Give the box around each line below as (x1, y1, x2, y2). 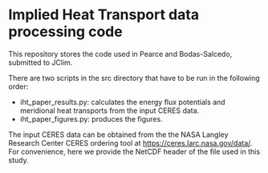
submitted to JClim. (8, 58, 73, 67)
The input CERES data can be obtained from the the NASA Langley (8, 130, 229, 139)
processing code (8, 22, 123, 41)
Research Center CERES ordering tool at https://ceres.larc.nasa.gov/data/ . (8, 138, 253, 147)
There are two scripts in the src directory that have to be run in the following (8, 73, 261, 82)
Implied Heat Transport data (8, 6, 199, 24)
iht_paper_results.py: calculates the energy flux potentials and (19, 97, 226, 107)
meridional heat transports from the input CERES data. (19, 106, 200, 115)
